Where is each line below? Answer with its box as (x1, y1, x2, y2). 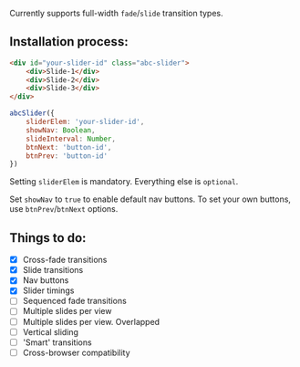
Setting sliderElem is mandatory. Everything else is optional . (9, 176, 239, 187)
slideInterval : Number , (26, 134, 117, 143)
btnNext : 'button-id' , (26, 142, 112, 152)
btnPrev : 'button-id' (26, 151, 108, 161)
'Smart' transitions (22, 337, 93, 348)
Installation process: (9, 34, 129, 49)
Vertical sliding (22, 326, 79, 337)
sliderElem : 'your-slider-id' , (26, 118, 145, 127)
